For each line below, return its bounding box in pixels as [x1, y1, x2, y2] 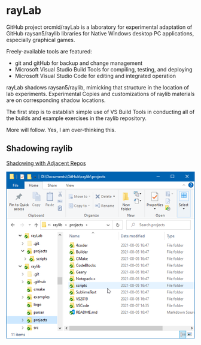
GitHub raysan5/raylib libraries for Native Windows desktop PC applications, [6, 29, 194, 37]
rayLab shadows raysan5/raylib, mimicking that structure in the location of [6, 83, 190, 91]
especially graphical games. [6, 36, 75, 43]
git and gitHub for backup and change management [14, 59, 143, 67]
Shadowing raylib [6, 143, 73, 154]
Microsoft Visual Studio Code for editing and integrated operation [14, 72, 176, 79]
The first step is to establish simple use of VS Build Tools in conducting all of [6, 108, 195, 115]
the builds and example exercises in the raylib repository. [6, 115, 147, 122]
